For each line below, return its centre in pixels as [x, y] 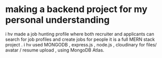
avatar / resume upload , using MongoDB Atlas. [55, 50]
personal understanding [58, 20]
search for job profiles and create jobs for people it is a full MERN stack [80, 39]
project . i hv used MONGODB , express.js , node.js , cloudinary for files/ [81, 44]
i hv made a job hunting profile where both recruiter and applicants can [80, 34]
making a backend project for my [76, 9]
